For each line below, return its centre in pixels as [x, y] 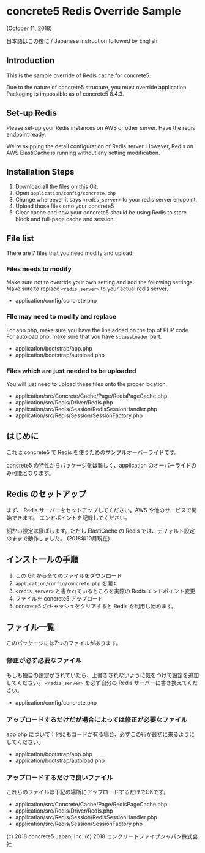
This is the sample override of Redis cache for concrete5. [79, 75]
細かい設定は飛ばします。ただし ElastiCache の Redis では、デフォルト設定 [101, 531]
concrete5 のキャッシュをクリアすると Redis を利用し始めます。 [96, 606]
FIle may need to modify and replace [61, 317]
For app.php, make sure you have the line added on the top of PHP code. [98, 330]
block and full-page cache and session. [65, 219]
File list [20, 238]
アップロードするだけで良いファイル [60, 778]
